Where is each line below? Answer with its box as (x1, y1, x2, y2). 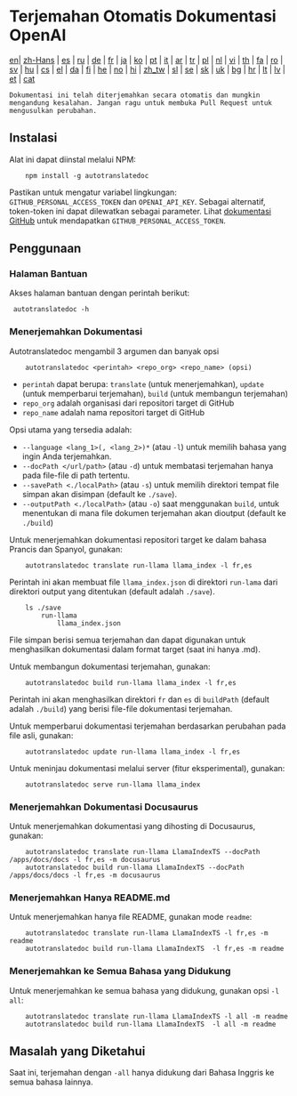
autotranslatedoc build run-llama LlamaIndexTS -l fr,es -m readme (25, 945, 285, 954)
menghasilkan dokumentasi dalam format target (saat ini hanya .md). (9, 643, 261, 655)
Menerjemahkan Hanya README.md (9, 891, 171, 904)
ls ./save (25, 603, 62, 612)
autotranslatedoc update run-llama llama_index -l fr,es (25, 747, 241, 756)
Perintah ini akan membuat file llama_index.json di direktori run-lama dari (9, 576, 278, 587)
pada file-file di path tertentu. (21, 470, 131, 480)
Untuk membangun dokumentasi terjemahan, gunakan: (9, 661, 211, 672)
